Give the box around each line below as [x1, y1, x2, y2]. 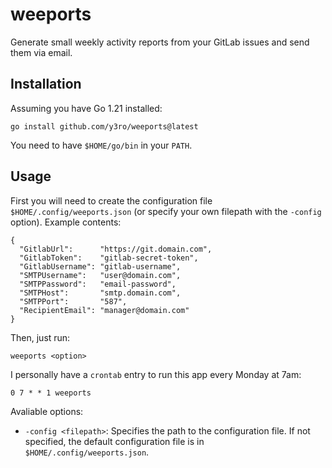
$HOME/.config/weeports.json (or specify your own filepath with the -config [10, 205, 322, 217]
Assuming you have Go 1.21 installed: [10, 102, 163, 114]
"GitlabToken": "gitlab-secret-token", [19, 253, 199, 263]
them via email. [10, 46, 73, 58]
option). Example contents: [10, 216, 122, 228]
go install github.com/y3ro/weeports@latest [10, 121, 199, 132]
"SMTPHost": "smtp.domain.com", [19, 288, 182, 298]
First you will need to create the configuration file [10, 194, 213, 207]
